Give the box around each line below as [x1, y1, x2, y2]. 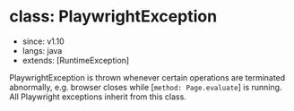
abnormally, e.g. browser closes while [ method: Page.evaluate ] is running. [9, 81, 282, 92]
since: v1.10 [22, 36, 65, 47]
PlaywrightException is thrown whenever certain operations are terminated [9, 72, 286, 82]
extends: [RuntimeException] [22, 55, 130, 65]
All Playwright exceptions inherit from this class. [9, 91, 186, 102]
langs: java [22, 45, 63, 55]
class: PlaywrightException [9, 6, 218, 27]
